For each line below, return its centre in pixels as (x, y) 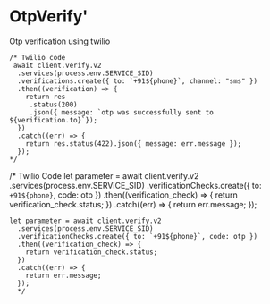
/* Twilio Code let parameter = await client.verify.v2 (104, 175)
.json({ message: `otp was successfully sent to (122, 112)
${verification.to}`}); (54, 120)
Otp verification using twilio (60, 41)
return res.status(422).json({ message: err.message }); (134, 144)
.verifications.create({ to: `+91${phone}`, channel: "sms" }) (137, 81)
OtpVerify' (49, 17)
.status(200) (53, 105)
